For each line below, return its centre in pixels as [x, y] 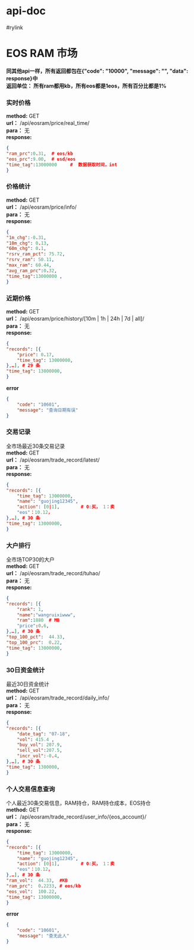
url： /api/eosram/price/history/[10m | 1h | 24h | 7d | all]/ [75, 318]
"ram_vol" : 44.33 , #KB [37, 881]
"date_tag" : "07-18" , [43, 734]
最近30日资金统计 [28, 684]
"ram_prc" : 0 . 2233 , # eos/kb [44, 886]
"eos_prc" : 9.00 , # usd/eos [41, 159]
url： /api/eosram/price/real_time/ [48, 123]
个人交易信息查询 [31, 789]
